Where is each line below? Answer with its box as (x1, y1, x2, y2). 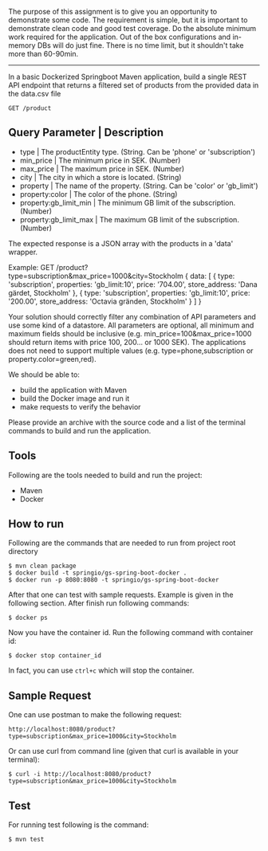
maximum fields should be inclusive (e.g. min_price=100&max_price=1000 (8, 328, 252, 338)
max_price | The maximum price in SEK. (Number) (19, 163, 185, 174)
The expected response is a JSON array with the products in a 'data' (8, 238, 234, 248)
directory (8, 547, 38, 556)
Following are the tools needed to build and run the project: (8, 470, 203, 480)
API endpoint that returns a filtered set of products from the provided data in (8, 80, 259, 90)
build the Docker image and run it (19, 394, 130, 403)
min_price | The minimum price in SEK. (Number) (19, 155, 181, 165)
